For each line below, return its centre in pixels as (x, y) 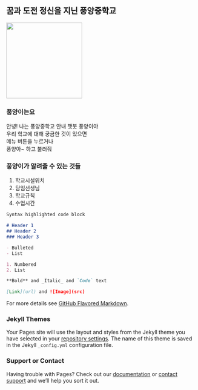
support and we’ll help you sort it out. (53, 380)
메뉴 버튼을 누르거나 (30, 142)
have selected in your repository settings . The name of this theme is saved (99, 339)
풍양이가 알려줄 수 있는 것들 (44, 167)
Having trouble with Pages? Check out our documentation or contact (92, 374)
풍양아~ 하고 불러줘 (29, 149)
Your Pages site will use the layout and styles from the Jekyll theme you (96, 332)
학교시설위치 (30, 180)
